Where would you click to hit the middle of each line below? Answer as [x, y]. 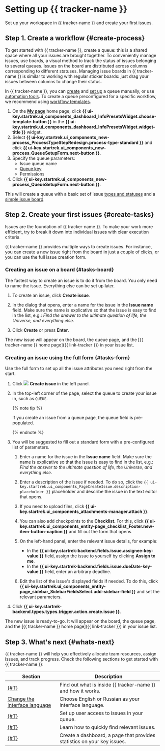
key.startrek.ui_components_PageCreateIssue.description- [80, 487]
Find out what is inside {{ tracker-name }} [108, 684]
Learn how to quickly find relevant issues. [108, 727]
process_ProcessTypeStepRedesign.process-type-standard [75, 142]
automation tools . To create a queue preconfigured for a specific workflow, [81, 96]
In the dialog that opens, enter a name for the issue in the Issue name [82, 305]
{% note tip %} [27, 408]
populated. [23, 423]
